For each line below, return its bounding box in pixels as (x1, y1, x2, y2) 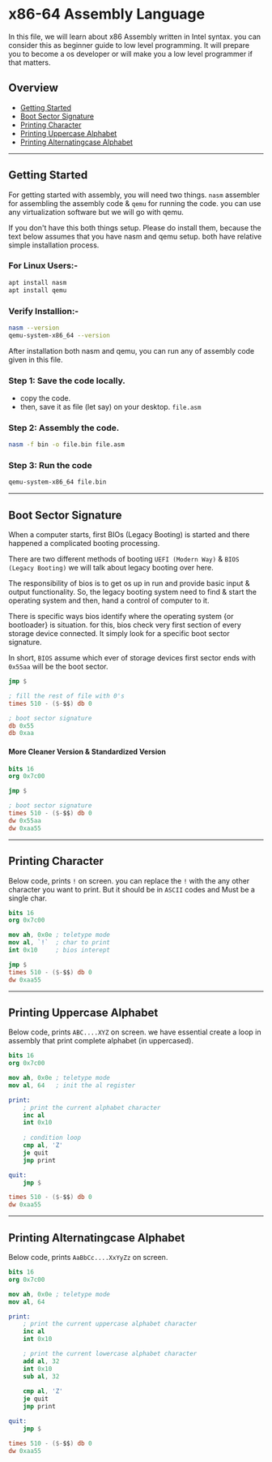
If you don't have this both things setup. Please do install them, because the (8, 222, 261, 232)
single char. (8, 893, 47, 903)
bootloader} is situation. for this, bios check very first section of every (8, 620, 241, 630)
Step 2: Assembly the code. (8, 422, 120, 433)
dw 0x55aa (8, 816, 42, 824)
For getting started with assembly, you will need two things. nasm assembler (8, 190, 261, 200)
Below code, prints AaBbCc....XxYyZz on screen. (8, 1253, 168, 1262)
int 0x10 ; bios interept (8, 946, 111, 954)
